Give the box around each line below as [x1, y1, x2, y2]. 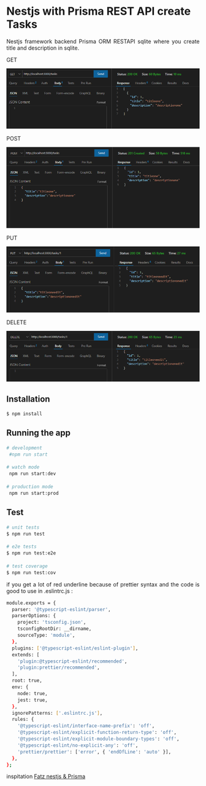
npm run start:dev [9, 471, 56, 477]
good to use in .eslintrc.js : [6, 587, 74, 594]
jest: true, [17, 697, 48, 703]
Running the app [6, 428, 71, 438]
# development [6, 445, 43, 451]
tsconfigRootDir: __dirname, [17, 626, 92, 632]
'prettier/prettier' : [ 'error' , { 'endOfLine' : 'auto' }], [17, 749, 172, 755]
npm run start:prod [9, 490, 59, 496]
